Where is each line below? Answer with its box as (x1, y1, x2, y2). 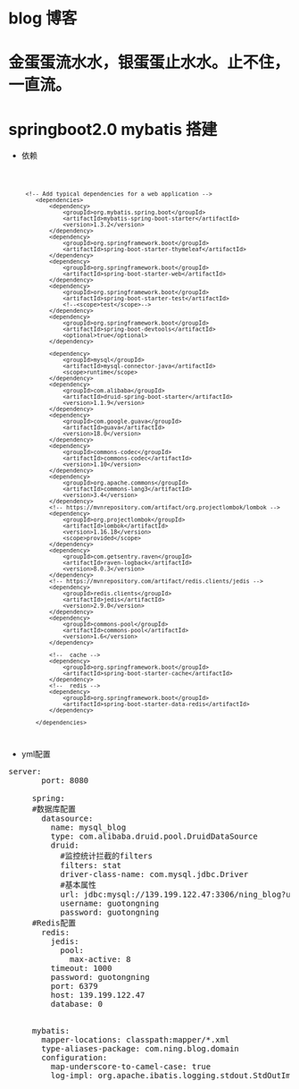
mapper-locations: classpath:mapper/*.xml (41, 1034, 230, 1045)
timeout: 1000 (50, 963, 112, 974)
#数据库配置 (31, 804, 77, 815)
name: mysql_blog (50, 823, 127, 832)
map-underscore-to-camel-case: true (50, 1061, 212, 1072)
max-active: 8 (69, 954, 131, 965)
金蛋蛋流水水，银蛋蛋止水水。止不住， (8, 53, 291, 72)
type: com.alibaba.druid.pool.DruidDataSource (50, 832, 258, 841)
